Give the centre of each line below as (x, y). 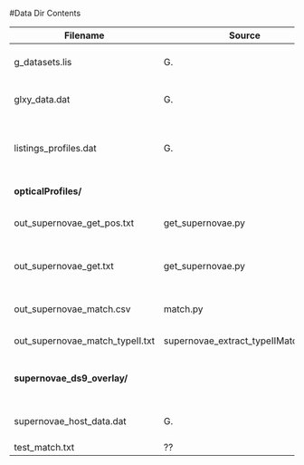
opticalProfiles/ (48, 191)
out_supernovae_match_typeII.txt (85, 341)
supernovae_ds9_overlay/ (71, 378)
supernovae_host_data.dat (70, 421)
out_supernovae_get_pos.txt (74, 223)
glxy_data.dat (42, 99)
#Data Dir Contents (45, 13)
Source (245, 35)
